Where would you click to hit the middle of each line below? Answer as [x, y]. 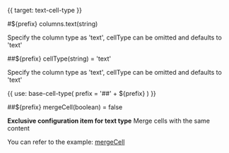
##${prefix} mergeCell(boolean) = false [65, 107]
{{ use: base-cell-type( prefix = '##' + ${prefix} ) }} [82, 93]
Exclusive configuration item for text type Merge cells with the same [109, 121]
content [19, 128]
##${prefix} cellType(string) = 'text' [59, 59]
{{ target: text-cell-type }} [45, 10]
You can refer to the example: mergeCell [66, 142]
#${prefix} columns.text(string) [53, 24]
